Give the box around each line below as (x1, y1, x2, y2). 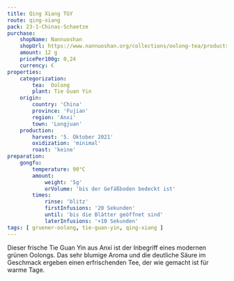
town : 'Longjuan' (32, 120, 82, 128)
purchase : (7, 29, 36, 37)
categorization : (19, 75, 68, 82)
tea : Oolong (32, 82, 70, 89)
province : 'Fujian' (32, 107, 89, 114)
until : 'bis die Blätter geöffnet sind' (44, 211, 164, 218)
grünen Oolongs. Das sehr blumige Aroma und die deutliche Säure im (7, 250, 206, 259)
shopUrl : (19, 43, 45, 50)
